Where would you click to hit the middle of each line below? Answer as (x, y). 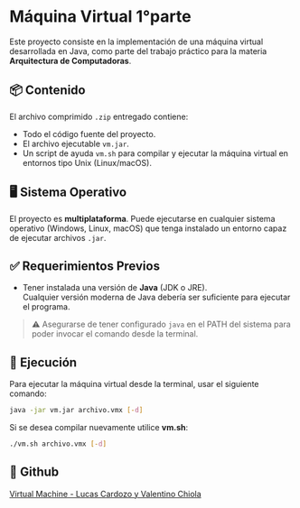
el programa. (46, 307)
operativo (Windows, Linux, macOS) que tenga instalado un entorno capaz (148, 228)
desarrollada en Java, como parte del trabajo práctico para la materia (138, 51)
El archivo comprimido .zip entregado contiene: (99, 116)
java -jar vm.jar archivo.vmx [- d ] (76, 411)
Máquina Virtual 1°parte (100, 17)
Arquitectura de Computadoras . (70, 60)
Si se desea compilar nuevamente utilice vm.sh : (99, 428)
